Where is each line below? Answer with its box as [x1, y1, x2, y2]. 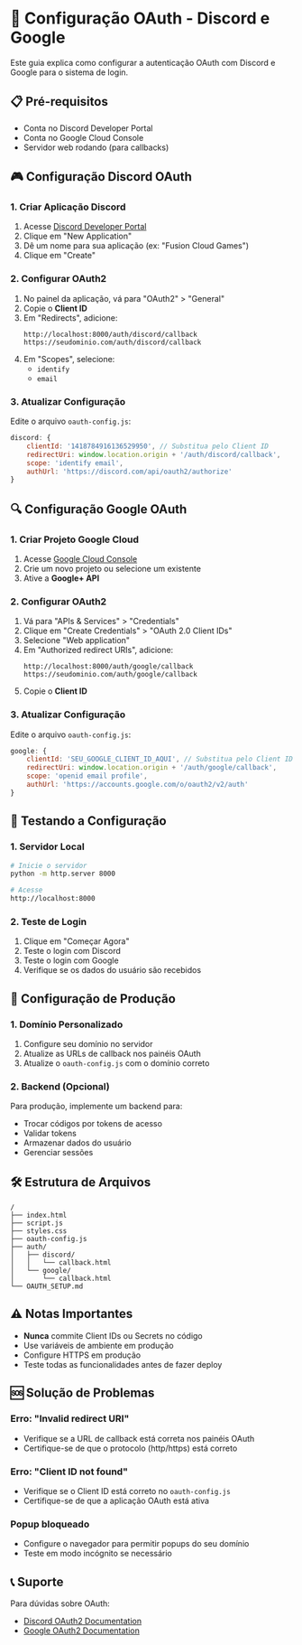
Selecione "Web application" [23, 635, 130, 646]
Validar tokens [23, 1128, 78, 1139]
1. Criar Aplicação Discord [10, 201, 126, 213]
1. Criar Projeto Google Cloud [10, 533, 139, 546]
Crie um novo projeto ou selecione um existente [23, 563, 202, 574]
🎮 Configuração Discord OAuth [10, 169, 192, 184]
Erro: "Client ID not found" [10, 1465, 129, 1478]
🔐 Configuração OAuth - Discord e [10, 8, 270, 29]
